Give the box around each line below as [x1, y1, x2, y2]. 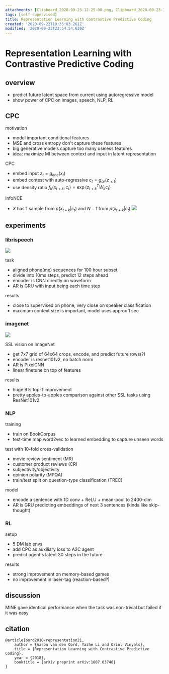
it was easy [5, 610, 29, 616]
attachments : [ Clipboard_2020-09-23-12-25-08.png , [5, 7, 114, 13]
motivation [5, 125, 27, 131]
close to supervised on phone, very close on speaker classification [12, 302, 151, 308]
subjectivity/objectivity [12, 466, 60, 473]
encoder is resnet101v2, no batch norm [12, 356, 94, 362]
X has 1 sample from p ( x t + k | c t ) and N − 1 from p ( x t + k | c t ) [12, 205, 131, 213]
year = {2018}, [14, 655, 46, 660]
